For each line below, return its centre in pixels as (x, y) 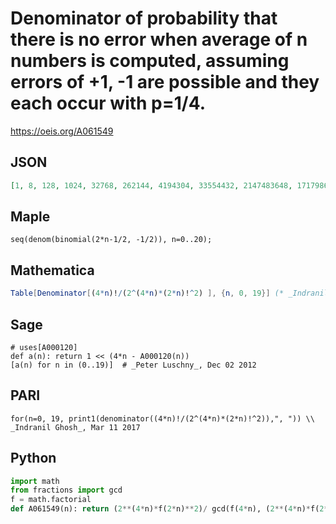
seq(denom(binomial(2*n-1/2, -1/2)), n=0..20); (111, 240)
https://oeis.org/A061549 (62, 131)
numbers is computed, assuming (150, 61)
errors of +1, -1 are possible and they (165, 82)
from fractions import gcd (66, 490)
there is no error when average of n (159, 39)
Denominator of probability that (144, 18)
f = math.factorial (51, 500)
